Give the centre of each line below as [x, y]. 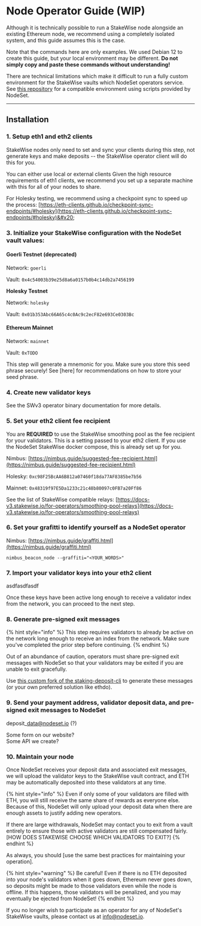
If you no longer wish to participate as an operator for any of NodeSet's [94, 910]
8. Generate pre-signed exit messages [63, 619]
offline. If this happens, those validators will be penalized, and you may [94, 893]
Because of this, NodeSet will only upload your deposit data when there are [99, 807]
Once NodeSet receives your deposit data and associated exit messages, [97, 770]
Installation [28, 120]
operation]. [20, 861]
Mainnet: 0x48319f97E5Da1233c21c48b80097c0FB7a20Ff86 [74, 488]
